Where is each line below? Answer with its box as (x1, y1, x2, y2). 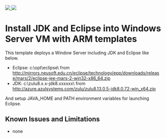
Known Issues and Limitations (5, 115, 100, 124)
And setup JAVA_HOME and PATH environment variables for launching (5, 95, 150, 101)
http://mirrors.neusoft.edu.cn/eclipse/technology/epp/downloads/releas (12, 69, 160, 76)
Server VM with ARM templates (5, 33, 137, 45)
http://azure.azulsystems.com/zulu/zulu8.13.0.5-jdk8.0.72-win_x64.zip (12, 85, 156, 91)
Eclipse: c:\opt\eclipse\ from (12, 65, 70, 70)
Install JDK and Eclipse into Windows (5, 23, 161, 34)
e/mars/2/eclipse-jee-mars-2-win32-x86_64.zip (12, 75, 111, 81)
